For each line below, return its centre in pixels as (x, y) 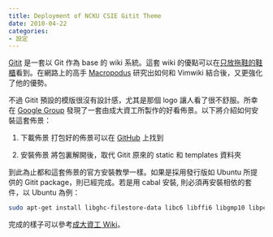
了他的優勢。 (30, 83)
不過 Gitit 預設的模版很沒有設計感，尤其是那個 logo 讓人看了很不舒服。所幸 (133, 100)
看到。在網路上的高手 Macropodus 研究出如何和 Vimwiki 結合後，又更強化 (139, 73)
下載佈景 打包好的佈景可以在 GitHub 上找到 (92, 138)
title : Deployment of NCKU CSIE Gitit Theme (85, 16)
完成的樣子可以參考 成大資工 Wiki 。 (67, 225)
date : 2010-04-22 (38, 24)
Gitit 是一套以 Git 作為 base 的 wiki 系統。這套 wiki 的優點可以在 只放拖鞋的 (132, 62)
